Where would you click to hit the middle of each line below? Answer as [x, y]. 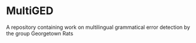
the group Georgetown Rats [40, 33]
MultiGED [30, 11]
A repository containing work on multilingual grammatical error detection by [98, 27]
